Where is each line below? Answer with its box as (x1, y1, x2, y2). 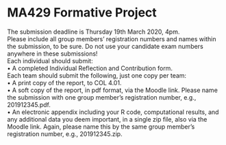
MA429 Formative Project (7, 5, 158, 21)
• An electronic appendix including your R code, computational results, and (7, 108, 219, 116)
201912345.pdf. (7, 100, 51, 109)
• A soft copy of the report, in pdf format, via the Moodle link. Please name (7, 86, 218, 94)
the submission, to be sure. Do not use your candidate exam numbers (7, 42, 203, 50)
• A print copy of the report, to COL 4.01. (7, 78, 122, 87)
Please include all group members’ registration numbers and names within (7, 34, 216, 43)
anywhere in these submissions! (7, 49, 98, 58)
